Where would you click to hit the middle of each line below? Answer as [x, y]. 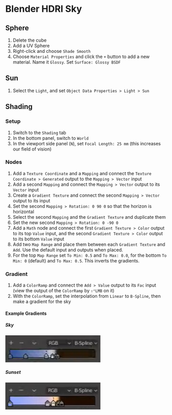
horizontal [23, 212]
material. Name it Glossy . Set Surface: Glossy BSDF [67, 62]
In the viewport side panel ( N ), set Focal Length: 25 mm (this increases [87, 143]
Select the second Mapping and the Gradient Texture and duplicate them [89, 217]
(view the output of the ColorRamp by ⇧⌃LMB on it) [63, 291]
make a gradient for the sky [42, 301]
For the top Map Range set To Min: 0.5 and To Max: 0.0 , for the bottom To [90, 255]
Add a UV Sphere [31, 46]
